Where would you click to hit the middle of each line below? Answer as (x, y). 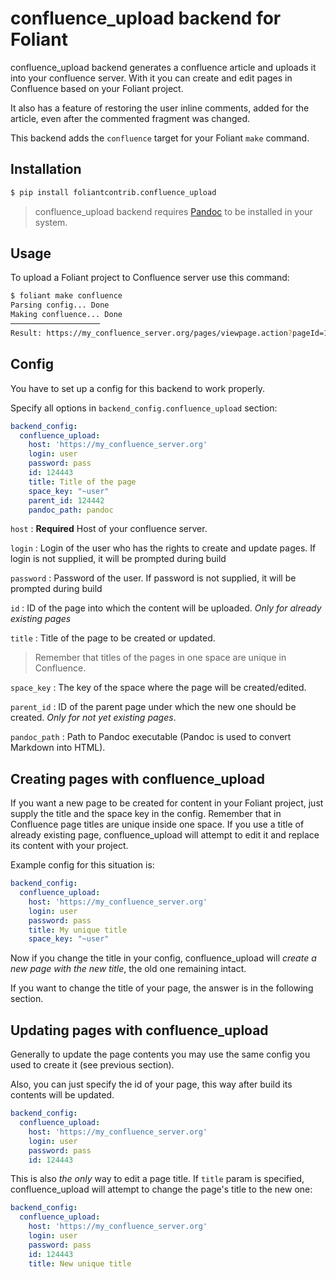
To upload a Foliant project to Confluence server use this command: (150, 278)
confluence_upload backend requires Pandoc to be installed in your (173, 211)
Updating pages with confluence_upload (139, 1030)
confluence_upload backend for (146, 18)
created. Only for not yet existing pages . (93, 718)
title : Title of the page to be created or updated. (113, 638)
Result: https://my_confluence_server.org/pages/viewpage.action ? (151, 333)
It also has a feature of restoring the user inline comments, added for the (160, 108)
